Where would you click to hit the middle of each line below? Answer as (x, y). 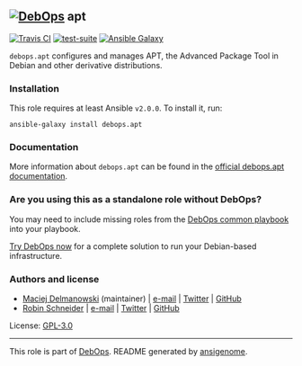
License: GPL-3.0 (41, 326)
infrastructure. (36, 255)
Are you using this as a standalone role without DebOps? (136, 200)
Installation (35, 88)
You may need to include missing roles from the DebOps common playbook (149, 219)
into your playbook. (45, 228)
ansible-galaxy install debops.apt (76, 125)
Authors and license (54, 279)
